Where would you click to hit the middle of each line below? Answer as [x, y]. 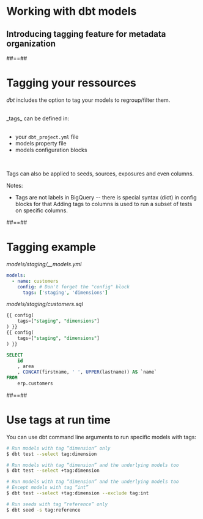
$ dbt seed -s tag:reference [43, 510]
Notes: [15, 185]
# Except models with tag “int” [47, 488]
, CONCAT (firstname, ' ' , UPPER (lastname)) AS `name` [87, 372]
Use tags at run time [59, 420]
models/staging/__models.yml [44, 264]
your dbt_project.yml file [47, 137]
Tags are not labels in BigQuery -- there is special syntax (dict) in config [106, 197]
